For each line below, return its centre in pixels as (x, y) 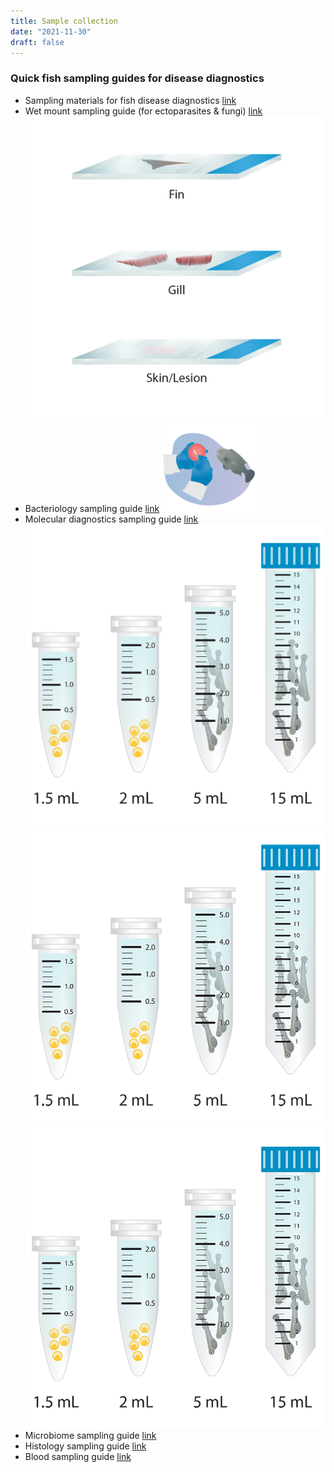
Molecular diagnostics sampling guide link (111, 519)
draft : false (37, 42)
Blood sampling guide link (78, 1457)
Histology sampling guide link (85, 1446)
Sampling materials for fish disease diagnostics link (130, 100)
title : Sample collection (64, 21)
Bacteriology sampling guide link (92, 508)
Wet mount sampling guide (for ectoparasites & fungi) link (143, 111)
